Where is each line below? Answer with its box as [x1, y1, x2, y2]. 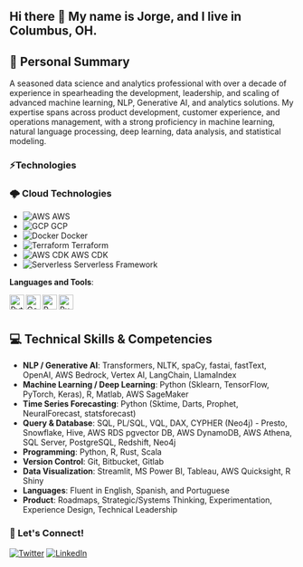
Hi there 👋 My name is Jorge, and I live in [9, 9, 242, 24]
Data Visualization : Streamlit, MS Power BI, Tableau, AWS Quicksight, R [22, 466, 291, 476]
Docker [61, 230, 89, 241]
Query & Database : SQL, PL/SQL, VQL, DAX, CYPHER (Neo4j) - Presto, [22, 418, 288, 428]
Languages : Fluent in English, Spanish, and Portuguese [22, 485, 231, 496]
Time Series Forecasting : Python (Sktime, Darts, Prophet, [22, 399, 239, 409]
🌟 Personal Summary [9, 53, 130, 69]
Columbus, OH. [9, 24, 98, 39]
